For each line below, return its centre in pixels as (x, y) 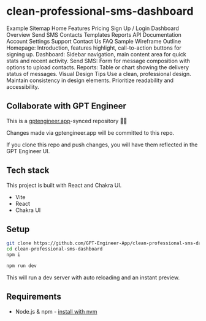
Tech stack (28, 171)
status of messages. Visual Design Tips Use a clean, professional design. (99, 74)
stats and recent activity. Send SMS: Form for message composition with (98, 61)
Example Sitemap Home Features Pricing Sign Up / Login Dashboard (93, 28)
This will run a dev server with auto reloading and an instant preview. (93, 278)
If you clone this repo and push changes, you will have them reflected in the (102, 145)
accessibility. (23, 86)
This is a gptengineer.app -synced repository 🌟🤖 (67, 121)
